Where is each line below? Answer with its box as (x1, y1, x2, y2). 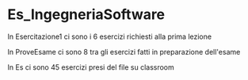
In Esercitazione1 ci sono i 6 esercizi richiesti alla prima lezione (7, 32, 212, 41)
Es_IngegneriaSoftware (7, 6, 166, 24)
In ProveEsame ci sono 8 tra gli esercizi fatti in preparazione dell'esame (7, 47, 241, 56)
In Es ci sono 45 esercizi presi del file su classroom (7, 62, 175, 72)
